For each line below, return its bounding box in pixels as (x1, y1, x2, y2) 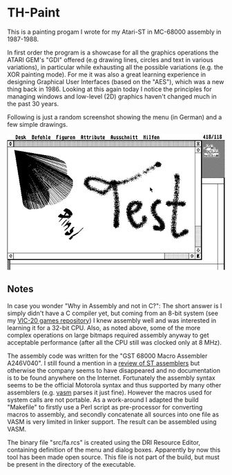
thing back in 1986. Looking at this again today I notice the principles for (7, 85, 212, 93)
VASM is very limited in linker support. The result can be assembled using (7, 417, 217, 425)
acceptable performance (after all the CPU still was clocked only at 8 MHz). (7, 338, 222, 346)
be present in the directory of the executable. (7, 460, 136, 468)
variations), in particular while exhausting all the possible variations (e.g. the (7, 63, 224, 71)
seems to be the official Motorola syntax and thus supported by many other (7, 381, 222, 389)
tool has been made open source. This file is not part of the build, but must (7, 453, 220, 461)
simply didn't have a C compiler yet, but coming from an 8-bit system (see (7, 309, 219, 317)
